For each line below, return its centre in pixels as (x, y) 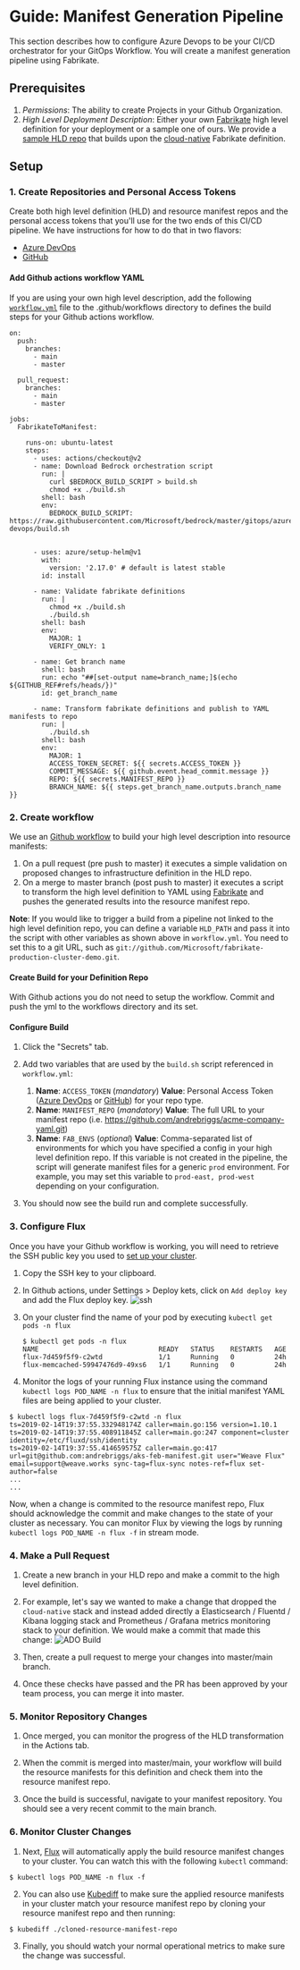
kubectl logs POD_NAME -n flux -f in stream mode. (104, 1532)
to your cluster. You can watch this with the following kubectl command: (155, 1861)
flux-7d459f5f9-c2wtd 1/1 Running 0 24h (154, 1357)
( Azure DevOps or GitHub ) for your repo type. (119, 1101)
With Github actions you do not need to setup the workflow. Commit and (142, 997)
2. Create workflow (52, 817)
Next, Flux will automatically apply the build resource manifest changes (153, 1851)
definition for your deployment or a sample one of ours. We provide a (149, 129)
